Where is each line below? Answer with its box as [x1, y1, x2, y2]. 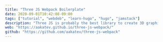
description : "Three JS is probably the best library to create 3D [5, 20, 145, 26]
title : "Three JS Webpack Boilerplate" [5, 7, 86, 12]
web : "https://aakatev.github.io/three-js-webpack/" [5, 25, 114, 30]
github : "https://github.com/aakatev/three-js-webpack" [5, 29, 120, 34]
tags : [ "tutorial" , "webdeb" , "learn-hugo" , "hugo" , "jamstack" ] [5, 16, 140, 21]
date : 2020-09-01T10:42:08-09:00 [5, 12, 73, 16]
